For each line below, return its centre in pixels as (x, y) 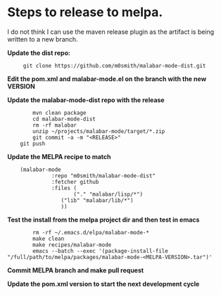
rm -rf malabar (55, 125)
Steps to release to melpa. (85, 12)
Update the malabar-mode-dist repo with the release (86, 100)
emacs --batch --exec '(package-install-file (101, 251)
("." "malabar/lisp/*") (108, 194)
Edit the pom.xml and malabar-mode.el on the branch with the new (107, 79)
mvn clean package (59, 113)
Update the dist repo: (39, 53)
